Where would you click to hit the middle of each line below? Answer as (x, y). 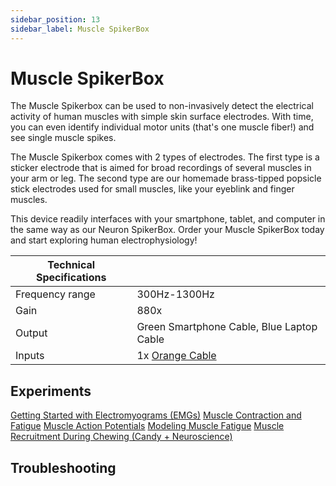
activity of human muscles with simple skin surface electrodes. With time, (162, 117)
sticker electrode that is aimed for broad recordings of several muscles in (161, 168)
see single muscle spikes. (63, 138)
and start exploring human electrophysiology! (104, 240)
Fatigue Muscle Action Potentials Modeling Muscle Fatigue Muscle (147, 426)
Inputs (30, 356)
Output (31, 333)
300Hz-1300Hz (175, 294)
